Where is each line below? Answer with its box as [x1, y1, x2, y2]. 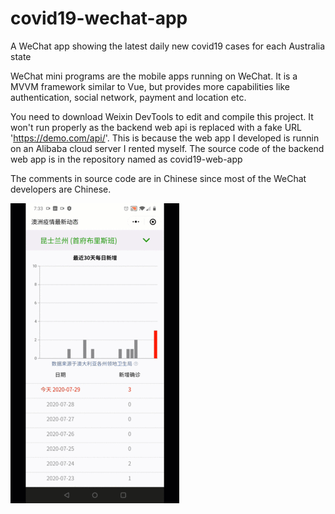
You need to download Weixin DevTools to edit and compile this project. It [10, 110, 314, 122]
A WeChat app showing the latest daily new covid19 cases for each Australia [10, 40, 326, 52]
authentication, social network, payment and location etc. [10, 91, 247, 103]
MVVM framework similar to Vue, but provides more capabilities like [10, 80, 290, 92]
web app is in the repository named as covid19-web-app [10, 153, 243, 165]
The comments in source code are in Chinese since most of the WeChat [10, 172, 307, 184]
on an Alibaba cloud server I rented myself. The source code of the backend [10, 142, 325, 154]
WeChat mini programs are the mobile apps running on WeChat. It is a [10, 70, 298, 82]
